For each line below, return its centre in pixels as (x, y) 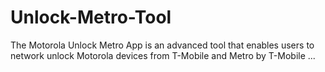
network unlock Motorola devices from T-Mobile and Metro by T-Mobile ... (163, 55)
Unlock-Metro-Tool (91, 17)
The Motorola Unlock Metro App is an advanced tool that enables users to (162, 45)
